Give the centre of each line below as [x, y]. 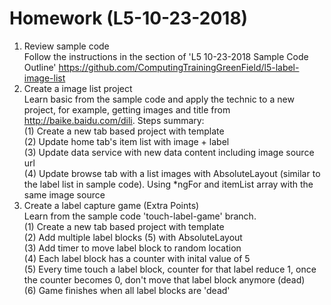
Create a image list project [78, 88]
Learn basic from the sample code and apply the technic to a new [159, 99]
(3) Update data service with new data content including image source [169, 152]
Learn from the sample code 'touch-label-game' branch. [140, 216]
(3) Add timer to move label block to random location [132, 248]
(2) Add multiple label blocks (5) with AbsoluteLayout [133, 237]
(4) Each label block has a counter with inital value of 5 [137, 258]
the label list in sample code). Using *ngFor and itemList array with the [168, 184]
